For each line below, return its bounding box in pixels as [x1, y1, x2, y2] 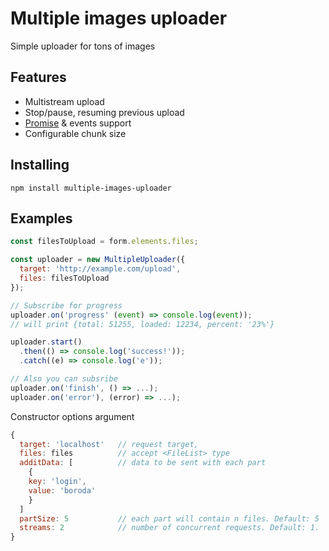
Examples [10, 210, 73, 227]
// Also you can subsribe [10, 374, 118, 384]
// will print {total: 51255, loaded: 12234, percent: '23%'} [10, 319, 275, 329]
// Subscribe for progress [10, 300, 123, 311]
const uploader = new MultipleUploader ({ [10, 255, 186, 265]
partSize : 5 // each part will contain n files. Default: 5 [19, 513, 320, 524]
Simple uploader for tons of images [10, 40, 156, 52]
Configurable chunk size [24, 127, 127, 139]
